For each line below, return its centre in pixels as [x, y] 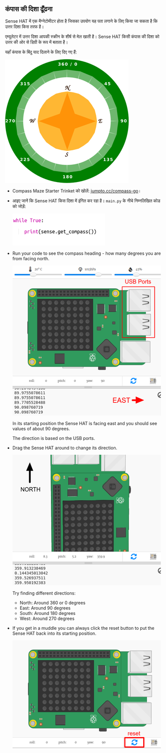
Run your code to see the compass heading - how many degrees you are [86, 253]
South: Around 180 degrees [47, 613]
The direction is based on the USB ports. [54, 438]
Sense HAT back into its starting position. [54, 633]
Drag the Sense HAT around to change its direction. [65, 448]
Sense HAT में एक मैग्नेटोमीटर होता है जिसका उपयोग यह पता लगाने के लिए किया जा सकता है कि [82, 21]
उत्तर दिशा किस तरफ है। [25, 26]
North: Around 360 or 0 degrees [52, 603]
